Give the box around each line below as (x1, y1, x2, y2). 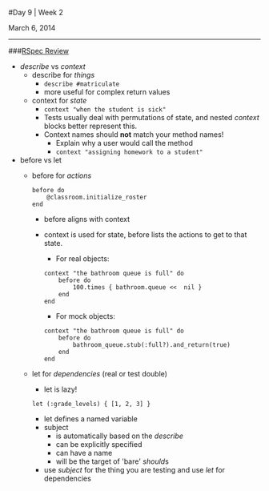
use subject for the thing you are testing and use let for (43, 465, 226, 474)
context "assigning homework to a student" (55, 148, 203, 156)
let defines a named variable (43, 414, 138, 424)
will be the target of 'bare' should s (55, 457, 170, 466)
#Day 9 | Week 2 (8, 8, 64, 17)
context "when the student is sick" (43, 106, 167, 114)
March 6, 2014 (8, 23, 56, 32)
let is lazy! (43, 384, 78, 394)
